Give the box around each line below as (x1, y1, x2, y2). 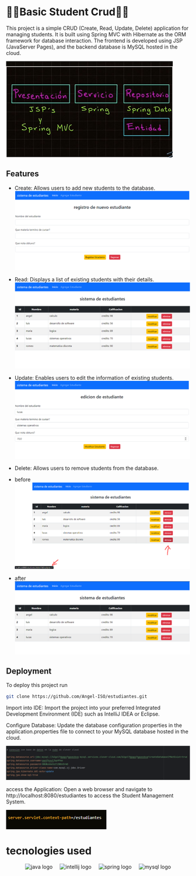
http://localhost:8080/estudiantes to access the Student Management (6, 792, 174, 799)
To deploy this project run (6, 682, 68, 689)
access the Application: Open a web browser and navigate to (6, 785, 153, 792)
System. (6, 798, 26, 805)
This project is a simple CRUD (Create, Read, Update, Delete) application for (6, 25, 189, 32)
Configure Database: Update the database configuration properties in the (6, 722, 183, 729)
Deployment (6, 666, 52, 676)
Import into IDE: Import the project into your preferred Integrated (6, 705, 161, 711)
